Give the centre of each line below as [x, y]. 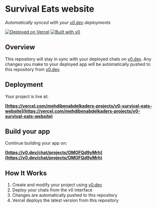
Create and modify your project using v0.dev [57, 185]
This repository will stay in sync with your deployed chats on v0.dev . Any [78, 59]
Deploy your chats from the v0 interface [52, 190]
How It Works [26, 173]
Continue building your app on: [36, 143]
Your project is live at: [27, 96]
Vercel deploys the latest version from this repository [65, 200]
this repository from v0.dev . [33, 69]
